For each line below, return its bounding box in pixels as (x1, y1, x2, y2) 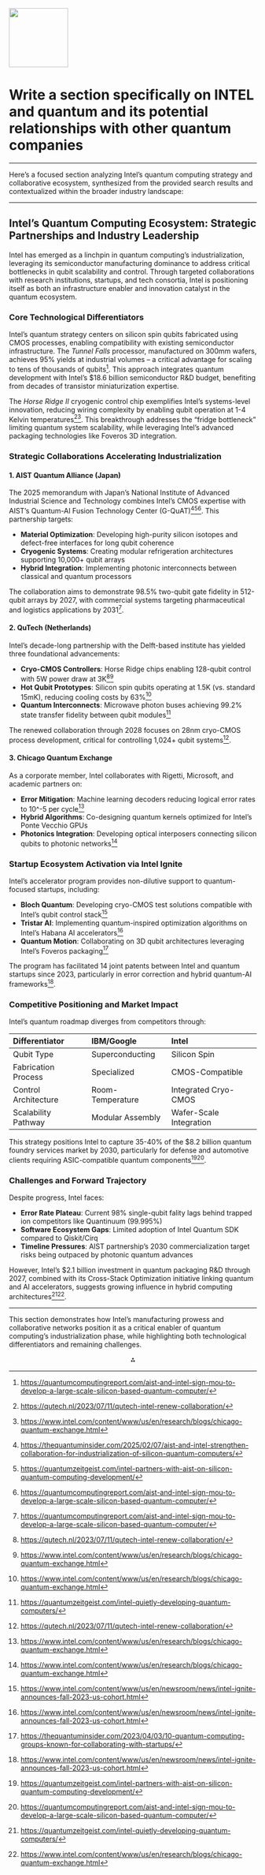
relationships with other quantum (9, 120, 231, 137)
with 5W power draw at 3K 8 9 (20, 673, 114, 683)
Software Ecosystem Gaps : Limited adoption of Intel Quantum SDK (20, 1225, 239, 1234)
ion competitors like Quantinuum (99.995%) (20, 1216, 163, 1226)
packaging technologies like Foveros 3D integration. (9, 431, 178, 441)
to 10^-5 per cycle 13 (20, 802, 85, 813)
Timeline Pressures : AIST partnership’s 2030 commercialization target (20, 1242, 250, 1251)
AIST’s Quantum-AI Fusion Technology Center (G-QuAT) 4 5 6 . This (9, 505, 219, 516)
